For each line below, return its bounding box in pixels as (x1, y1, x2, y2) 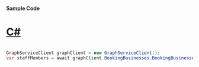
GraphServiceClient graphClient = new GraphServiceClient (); (6, 50, 161, 56)
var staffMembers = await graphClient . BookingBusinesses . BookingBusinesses (6, 55, 197, 61)
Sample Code (6, 5, 40, 12)
